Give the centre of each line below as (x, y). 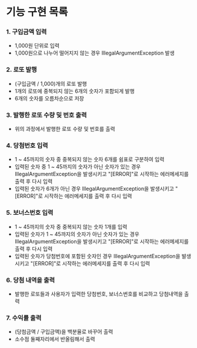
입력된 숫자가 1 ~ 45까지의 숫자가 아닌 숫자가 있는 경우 (77, 234)
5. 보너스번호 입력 (30, 213)
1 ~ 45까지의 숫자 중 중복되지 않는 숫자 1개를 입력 (71, 227)
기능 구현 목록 (37, 12)
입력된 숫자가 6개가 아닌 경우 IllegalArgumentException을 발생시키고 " (96, 189)
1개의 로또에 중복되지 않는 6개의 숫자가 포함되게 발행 (75, 91)
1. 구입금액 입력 (26, 32)
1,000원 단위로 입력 (37, 46)
